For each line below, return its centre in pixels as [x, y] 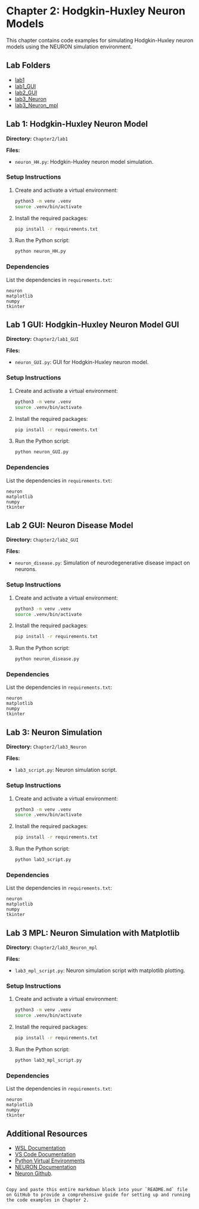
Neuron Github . [34, 1174]
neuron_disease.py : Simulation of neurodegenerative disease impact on [102, 563]
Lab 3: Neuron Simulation [54, 732]
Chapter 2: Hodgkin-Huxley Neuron [96, 11]
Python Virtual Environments [50, 1161]
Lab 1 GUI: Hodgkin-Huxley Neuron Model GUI [93, 325]
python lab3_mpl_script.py [48, 1060]
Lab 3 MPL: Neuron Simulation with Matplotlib [93, 933]
